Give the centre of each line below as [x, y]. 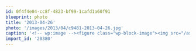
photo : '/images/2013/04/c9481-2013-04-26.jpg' [65, 28]
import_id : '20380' [29, 39]
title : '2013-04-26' [31, 22]
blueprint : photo [27, 17]
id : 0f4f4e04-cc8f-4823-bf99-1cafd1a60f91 [58, 11]
